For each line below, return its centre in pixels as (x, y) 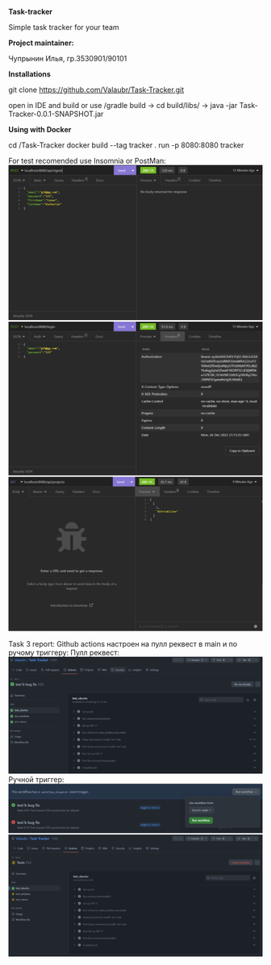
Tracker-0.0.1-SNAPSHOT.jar (56, 114)
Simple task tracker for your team (64, 27)
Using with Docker (40, 129)
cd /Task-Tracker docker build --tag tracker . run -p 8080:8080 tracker (126, 145)
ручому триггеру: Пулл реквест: (64, 652)
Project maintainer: (41, 43)
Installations (29, 74)
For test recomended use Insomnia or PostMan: (88, 161)
